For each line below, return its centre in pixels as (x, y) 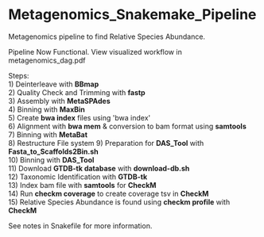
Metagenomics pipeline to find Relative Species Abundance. (107, 36)
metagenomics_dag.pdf (47, 60)
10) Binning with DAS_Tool (51, 159)
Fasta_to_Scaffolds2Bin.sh (53, 151)
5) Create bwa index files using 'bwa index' (80, 117)
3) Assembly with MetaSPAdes (59, 101)
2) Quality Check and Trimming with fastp (77, 92)
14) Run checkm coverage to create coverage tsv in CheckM (109, 193)
